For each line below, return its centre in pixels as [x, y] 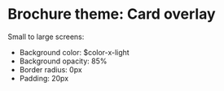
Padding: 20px [44, 78]
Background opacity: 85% [63, 61]
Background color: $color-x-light [74, 52]
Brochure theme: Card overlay [112, 14]
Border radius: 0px [51, 69]
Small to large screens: [46, 37]
